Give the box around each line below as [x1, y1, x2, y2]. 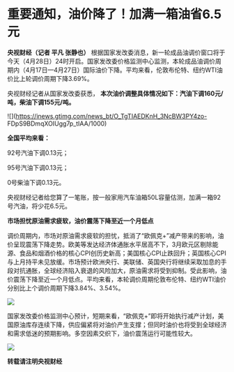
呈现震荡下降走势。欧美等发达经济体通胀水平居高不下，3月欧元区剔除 [13, 240, 212, 248]
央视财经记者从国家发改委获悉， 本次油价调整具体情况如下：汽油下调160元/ [7, 89, 224, 98]
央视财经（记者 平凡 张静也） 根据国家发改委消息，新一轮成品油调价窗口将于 [7, 48, 226, 57]
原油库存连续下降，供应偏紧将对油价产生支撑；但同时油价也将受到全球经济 [13, 320, 227, 329]
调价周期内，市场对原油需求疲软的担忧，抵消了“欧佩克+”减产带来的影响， [7, 231, 218, 239]
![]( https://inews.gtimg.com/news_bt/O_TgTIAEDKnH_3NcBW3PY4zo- [7, 112, 208, 120]
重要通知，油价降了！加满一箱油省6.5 [7, 6, 221, 22]
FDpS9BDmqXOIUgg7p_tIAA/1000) [7, 119, 107, 128]
